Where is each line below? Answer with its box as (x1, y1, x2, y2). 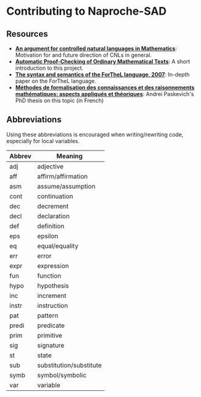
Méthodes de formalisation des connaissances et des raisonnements (15, 84, 195, 91)
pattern (37, 311, 59, 319)
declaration (37, 212, 70, 220)
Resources (6, 29, 48, 39)
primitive (37, 331, 62, 339)
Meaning (56, 152, 83, 160)
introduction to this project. (15, 64, 84, 72)
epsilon (37, 231, 59, 240)
